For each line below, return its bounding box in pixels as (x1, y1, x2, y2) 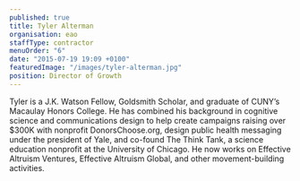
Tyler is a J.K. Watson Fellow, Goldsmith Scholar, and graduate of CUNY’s (9, 96, 280, 107)
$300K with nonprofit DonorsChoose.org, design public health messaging (9, 125, 282, 135)
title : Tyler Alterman (9, 22, 94, 30)
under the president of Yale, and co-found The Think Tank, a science (9, 134, 264, 144)
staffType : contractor (9, 38, 94, 47)
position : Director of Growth (9, 72, 123, 81)
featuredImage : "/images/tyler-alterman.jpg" (9, 64, 182, 73)
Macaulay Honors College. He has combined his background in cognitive (9, 105, 279, 116)
